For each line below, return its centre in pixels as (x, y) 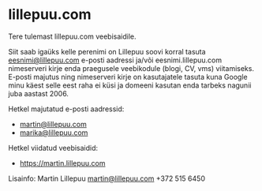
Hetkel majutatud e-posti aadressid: (66, 109)
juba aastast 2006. (39, 93)
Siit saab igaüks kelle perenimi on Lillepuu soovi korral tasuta (107, 51)
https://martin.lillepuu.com (62, 163)
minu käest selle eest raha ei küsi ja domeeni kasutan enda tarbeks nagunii (130, 85)
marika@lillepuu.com (54, 133)
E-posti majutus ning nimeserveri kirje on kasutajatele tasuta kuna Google (128, 77)
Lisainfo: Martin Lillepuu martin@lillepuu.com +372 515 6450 (107, 178)
